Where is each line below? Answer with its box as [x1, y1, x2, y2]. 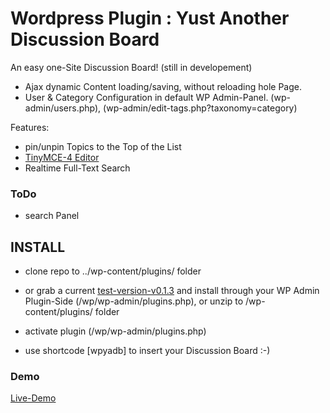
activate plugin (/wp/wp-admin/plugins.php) [24, 325, 207, 337]
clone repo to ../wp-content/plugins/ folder [24, 265, 202, 277]
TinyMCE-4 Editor [24, 151, 100, 163]
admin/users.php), [24, 102, 102, 114]
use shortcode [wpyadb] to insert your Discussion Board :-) [24, 345, 271, 357]
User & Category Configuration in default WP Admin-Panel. [24, 91, 269, 103]
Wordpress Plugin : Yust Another [10, 7, 290, 30]
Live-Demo [10, 392, 57, 404]
